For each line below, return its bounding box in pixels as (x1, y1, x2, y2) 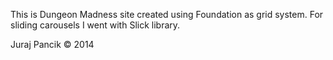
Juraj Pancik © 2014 (10, 39, 95, 50)
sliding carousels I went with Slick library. (10, 19, 181, 31)
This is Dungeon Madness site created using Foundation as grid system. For (10, 9, 324, 20)
